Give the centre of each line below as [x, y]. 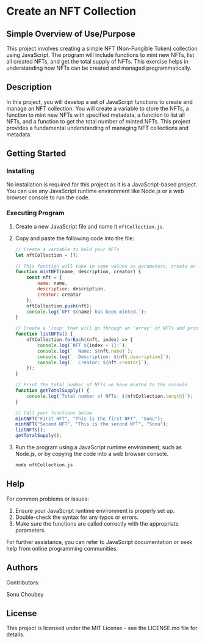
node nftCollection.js [44, 465]
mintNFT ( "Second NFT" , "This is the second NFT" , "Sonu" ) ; [92, 424]
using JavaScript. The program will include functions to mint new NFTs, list [100, 55]
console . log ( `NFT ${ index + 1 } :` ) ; [83, 345]
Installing [20, 171]
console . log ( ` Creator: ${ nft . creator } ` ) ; [93, 362]
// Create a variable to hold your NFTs [67, 249]
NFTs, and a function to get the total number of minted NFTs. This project [99, 121]
